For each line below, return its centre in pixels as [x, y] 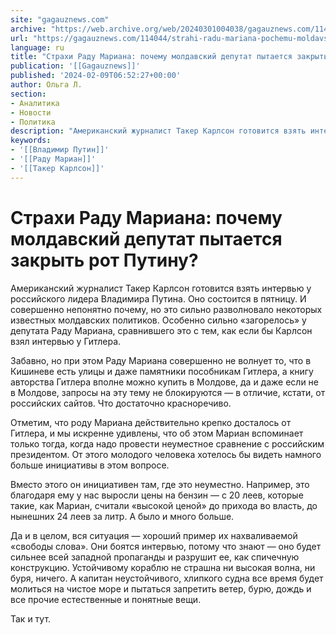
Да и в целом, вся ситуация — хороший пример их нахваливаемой [154, 535]
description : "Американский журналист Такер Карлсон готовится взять [158, 131]
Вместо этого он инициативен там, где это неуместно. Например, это [160, 484]
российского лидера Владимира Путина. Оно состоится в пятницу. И [158, 298]
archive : [28, 29]
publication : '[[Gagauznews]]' [75, 66]
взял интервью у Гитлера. [66, 341]
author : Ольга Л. [46, 85]
